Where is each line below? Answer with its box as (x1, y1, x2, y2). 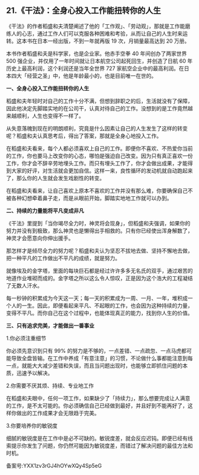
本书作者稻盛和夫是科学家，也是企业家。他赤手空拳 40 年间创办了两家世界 (6, 50, 187, 57)
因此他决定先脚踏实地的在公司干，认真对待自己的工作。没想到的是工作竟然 (6, 104, 188, 111)
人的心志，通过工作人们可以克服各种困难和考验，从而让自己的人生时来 (11, 30, 182, 37)
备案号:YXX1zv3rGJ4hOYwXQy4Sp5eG (6, 462, 102, 469)
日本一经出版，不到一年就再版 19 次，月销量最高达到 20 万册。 (37, 37, 190, 44)
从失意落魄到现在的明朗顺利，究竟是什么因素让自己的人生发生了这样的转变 (6, 125, 188, 132)
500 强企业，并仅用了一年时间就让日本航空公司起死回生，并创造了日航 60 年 (6, 57, 193, 64)
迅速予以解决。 (16, 369, 53, 377)
